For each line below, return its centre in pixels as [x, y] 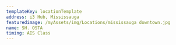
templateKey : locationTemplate [44, 11]
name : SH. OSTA [24, 28]
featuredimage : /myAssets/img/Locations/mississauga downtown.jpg [88, 22]
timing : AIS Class [28, 33]
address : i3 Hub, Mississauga [43, 17]
